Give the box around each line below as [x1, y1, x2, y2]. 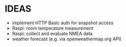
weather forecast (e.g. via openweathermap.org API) [12, 36, 121, 42]
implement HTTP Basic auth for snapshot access [12, 20, 114, 26]
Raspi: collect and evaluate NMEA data [12, 30, 93, 36]
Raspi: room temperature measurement [12, 25, 94, 31]
